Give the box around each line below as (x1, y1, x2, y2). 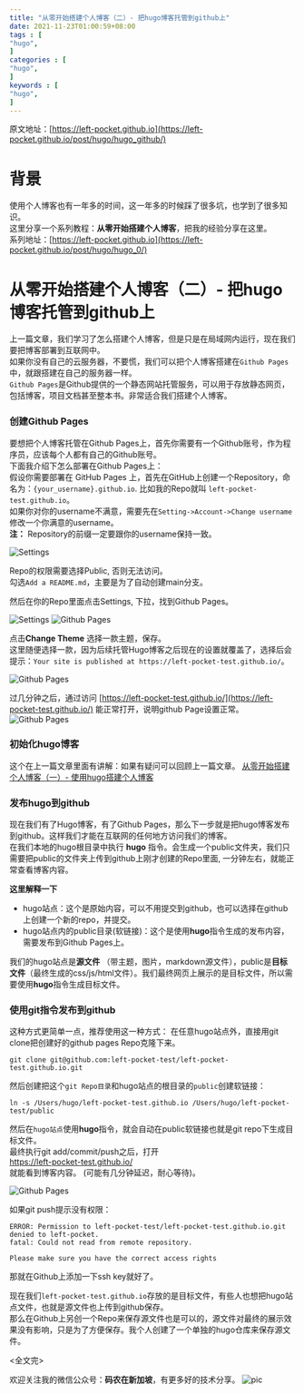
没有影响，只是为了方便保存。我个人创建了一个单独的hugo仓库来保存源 (16, 1324, 283, 1335)
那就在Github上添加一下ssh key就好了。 (9, 1271, 159, 1282)
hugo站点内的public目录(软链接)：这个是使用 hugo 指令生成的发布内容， (22, 926, 289, 937)
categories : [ (9, 55, 67, 64)
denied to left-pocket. (9, 1231, 100, 1240)
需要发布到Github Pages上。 (22, 937, 130, 948)
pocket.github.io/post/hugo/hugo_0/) (9, 244, 148, 255)
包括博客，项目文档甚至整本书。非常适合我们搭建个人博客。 (9, 390, 232, 401)
